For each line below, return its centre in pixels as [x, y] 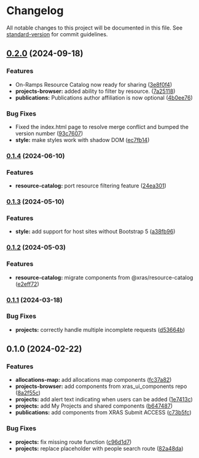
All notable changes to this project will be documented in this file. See [95, 28]
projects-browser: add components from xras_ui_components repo [101, 386]
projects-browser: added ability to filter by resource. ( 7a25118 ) [95, 91]
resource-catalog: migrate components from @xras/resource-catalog [104, 277]
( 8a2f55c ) [28, 393]
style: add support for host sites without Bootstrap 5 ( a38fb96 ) [95, 232]
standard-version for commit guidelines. [57, 34]
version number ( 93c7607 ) [49, 133]
